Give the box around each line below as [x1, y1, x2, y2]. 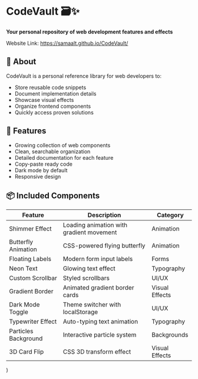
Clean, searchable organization [14, 148, 91, 155]
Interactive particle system [62, 331, 137, 339]
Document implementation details [14, 90, 97, 97]
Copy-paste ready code [14, 160, 72, 167]
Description [87, 211, 121, 219]
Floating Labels [9, 255, 52, 263]
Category [157, 211, 184, 219]
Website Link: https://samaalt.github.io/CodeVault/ [6, 39, 128, 47]
